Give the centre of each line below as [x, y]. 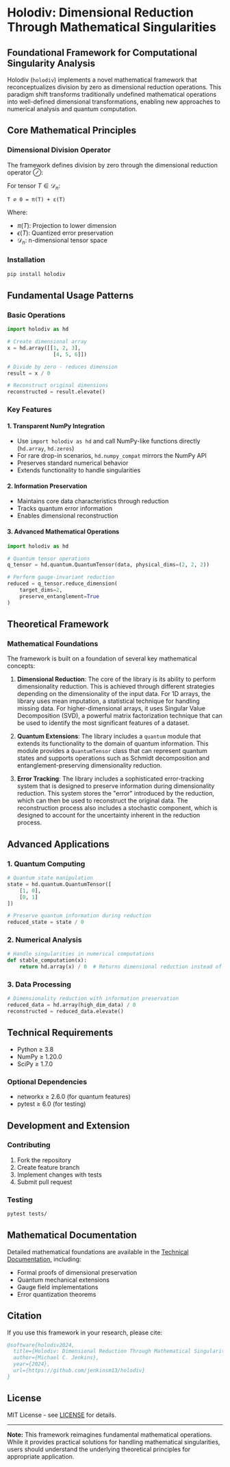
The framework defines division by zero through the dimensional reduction [112, 165]
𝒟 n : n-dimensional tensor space [62, 241]
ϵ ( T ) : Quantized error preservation [65, 233]
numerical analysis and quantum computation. [72, 109]
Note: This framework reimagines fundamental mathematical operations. [110, 1434]
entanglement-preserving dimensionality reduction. [89, 765]
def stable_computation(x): [47, 960]
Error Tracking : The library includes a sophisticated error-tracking [110, 779]
